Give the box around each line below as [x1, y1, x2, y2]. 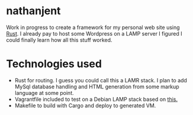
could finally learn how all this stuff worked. [6, 36, 112, 43]
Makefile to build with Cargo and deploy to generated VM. [14, 102, 156, 109]
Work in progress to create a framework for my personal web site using [6, 24, 180, 31]
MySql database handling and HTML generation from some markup [14, 83, 179, 90]
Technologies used [6, 57, 102, 71]
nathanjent [6, 4, 61, 18]
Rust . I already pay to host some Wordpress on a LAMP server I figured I [6, 30, 182, 37]
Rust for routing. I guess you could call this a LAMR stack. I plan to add [14, 76, 188, 84]
